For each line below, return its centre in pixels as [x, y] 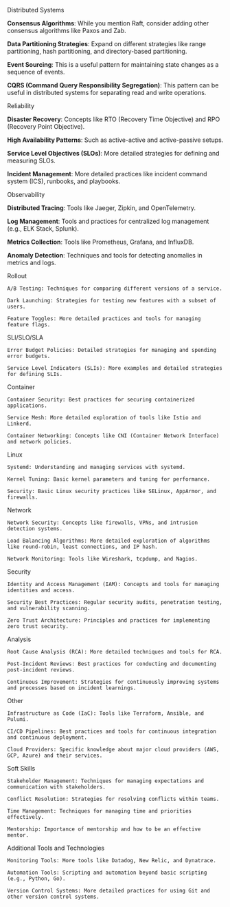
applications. [27, 406]
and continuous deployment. [47, 738]
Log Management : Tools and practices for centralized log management [108, 221]
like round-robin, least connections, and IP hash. [82, 547]
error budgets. [29, 356]
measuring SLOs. [32, 160]
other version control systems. [53, 897]
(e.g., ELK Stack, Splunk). [43, 229]
